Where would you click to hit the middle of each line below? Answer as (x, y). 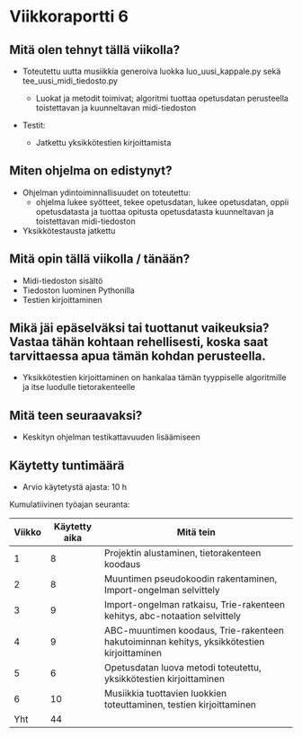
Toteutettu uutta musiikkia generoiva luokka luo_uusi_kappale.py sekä (151, 71)
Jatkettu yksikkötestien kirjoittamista (103, 142)
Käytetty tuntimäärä (67, 465)
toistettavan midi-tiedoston (86, 221)
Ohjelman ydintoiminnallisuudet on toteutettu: (106, 192)
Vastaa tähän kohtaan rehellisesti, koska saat (139, 342)
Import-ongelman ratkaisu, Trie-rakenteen (195, 605)
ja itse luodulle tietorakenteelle (79, 387)
